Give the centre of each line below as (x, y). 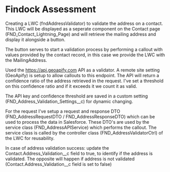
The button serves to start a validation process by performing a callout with (84, 49)
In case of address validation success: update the (57, 148)
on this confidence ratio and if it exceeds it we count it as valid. (71, 86)
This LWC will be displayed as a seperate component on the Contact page (83, 28)
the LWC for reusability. (30, 138)
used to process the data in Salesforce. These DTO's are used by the (77, 122)
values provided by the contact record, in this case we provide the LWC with (85, 55)
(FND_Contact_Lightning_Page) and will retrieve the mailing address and (81, 34)
